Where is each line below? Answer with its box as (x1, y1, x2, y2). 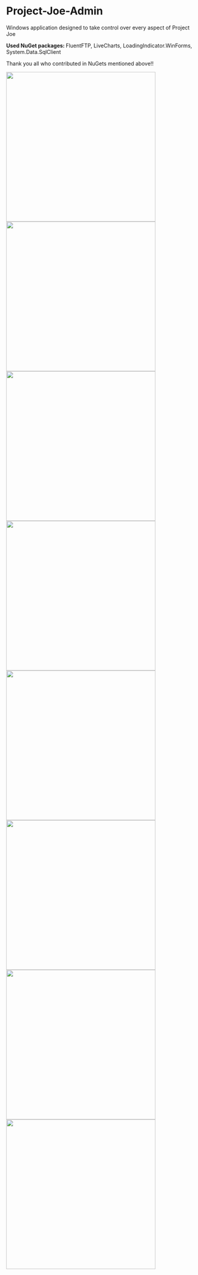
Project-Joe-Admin (6, 4, 103, 18)
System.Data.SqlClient (6, 48, 61, 55)
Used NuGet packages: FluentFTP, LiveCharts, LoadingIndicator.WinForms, (6, 42, 193, 49)
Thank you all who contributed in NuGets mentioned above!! (6, 60, 154, 67)
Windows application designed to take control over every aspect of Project (6, 24, 190, 31)
